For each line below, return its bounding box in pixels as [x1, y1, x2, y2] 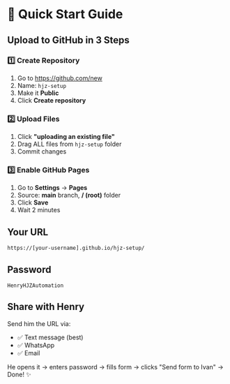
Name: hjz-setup [17, 81, 67, 89]
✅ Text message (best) [17, 333, 84, 341]
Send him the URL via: [7, 319, 71, 327]
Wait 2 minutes [17, 206, 61, 214]
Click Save [17, 198, 49, 207]
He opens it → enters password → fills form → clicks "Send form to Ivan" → [7, 362, 224, 371]
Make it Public [17, 89, 59, 97]
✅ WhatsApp [17, 341, 55, 349]
